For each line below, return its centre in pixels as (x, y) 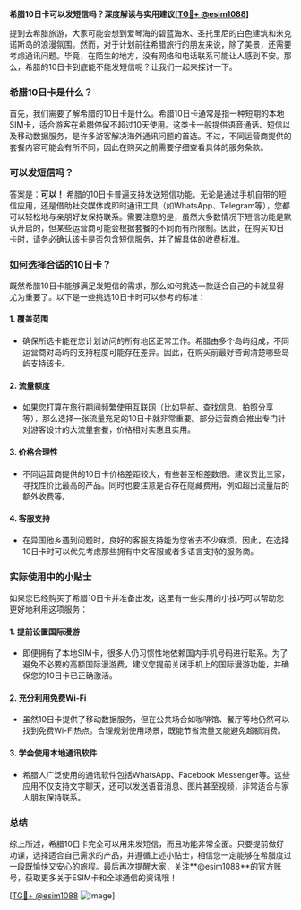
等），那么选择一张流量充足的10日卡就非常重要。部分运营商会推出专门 (150, 419)
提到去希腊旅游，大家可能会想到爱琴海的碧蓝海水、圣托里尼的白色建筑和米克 (150, 33)
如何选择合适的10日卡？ (60, 264)
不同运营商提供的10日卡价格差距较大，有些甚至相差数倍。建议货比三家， (156, 473)
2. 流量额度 (30, 385)
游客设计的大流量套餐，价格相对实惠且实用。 (112, 429)
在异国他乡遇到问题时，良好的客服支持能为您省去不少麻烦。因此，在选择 (155, 540)
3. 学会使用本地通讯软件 (53, 753)
